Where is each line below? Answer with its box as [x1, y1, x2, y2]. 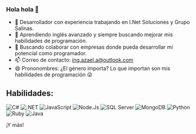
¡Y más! [6, 122, 25, 129]
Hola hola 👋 [6, 5, 39, 14]
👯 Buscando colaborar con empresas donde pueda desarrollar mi [14, 43, 173, 51]
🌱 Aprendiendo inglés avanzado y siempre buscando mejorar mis [14, 31, 173, 38]
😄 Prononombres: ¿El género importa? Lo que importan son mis [14, 65, 171, 72]
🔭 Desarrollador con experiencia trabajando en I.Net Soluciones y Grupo [14, 19, 190, 26]
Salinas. [14, 25, 34, 32]
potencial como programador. [14, 50, 87, 57]
